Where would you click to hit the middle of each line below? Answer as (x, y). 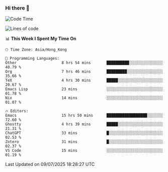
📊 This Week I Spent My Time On (41, 39)
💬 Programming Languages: (32, 59)
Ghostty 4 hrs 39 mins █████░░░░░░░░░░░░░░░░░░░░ (84, 124)
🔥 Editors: (17, 111)
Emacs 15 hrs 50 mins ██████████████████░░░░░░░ (84, 116)
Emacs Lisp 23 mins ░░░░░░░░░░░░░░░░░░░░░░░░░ (84, 89)
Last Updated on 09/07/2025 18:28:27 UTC (50, 164)
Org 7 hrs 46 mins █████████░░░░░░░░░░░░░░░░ (84, 72)
